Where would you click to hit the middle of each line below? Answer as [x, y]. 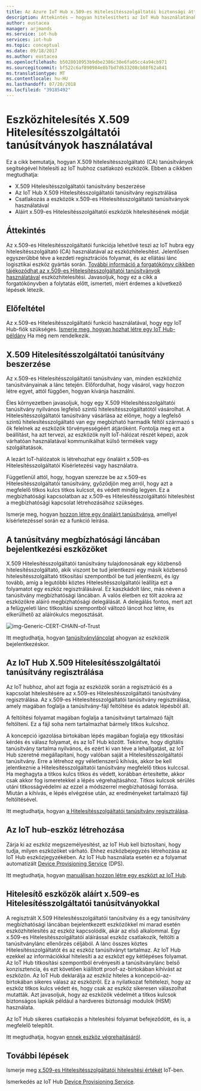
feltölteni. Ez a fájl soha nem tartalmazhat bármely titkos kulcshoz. [88, 724]
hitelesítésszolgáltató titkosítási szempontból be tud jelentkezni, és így [93, 576]
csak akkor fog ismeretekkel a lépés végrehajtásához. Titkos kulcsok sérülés [100, 780]
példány [16, 336]
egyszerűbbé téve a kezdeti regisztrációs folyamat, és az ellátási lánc [92, 258]
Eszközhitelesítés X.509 [68, 120]
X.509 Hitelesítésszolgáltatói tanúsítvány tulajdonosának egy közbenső [94, 564]
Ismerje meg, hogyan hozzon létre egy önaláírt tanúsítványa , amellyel [92, 515]
